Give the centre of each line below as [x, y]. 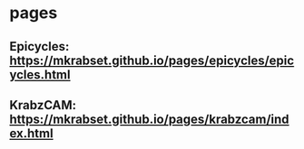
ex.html [31, 133]
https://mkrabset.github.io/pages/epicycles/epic [152, 60]
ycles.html [40, 74]
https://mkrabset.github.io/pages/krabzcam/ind [149, 119]
